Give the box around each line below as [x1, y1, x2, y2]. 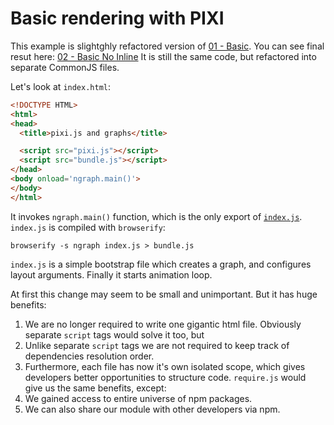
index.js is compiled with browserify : [10, 221, 166, 233]
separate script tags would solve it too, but [24, 328, 205, 341]
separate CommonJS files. [10, 61, 120, 73]
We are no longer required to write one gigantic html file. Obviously [24, 318, 302, 330]
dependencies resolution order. [24, 350, 155, 362]
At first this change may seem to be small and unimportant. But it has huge [10, 288, 318, 300]
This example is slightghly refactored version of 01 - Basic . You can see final [10, 40, 325, 52]
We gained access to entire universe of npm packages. [24, 392, 253, 404]
